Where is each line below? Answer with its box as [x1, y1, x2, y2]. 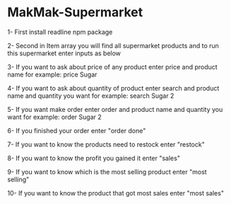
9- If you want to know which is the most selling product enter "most [7, 167, 207, 176]
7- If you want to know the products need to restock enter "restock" [7, 140, 205, 149]
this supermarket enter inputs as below [7, 49, 122, 57]
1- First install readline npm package [7, 28, 113, 36]
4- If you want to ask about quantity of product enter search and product [7, 84, 220, 92]
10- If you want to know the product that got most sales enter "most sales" [7, 188, 225, 197]
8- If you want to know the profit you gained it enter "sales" [7, 154, 180, 162]
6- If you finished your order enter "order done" [7, 126, 146, 135]
